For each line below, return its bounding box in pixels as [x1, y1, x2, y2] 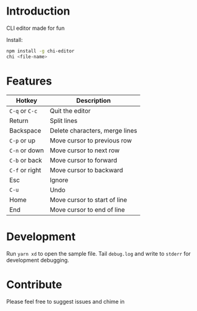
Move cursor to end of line [49, 205, 125, 214]
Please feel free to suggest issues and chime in [6, 298, 125, 305]
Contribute [6, 278, 63, 292]
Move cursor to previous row [49, 136, 132, 144]
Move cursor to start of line [49, 195, 128, 204]
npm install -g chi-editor [6, 47, 75, 54]
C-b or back [9, 156, 43, 164]
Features [6, 74, 52, 88]
